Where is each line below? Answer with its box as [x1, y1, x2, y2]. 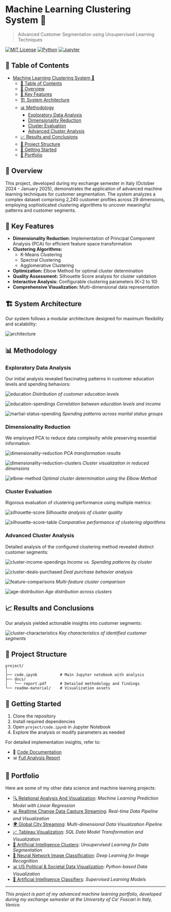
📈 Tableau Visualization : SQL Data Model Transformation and [12, 829, 144, 835]
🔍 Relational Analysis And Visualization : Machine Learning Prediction [12, 795, 159, 802]
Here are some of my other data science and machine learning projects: [5, 785, 156, 791]
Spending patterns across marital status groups [62, 410, 163, 417]
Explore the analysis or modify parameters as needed [12, 729, 125, 735]
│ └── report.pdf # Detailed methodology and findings [5, 681, 140, 686]
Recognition [12, 858, 38, 864]
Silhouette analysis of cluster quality [45, 509, 123, 515]
